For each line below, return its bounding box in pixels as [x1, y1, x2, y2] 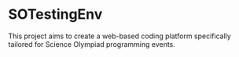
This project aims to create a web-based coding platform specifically [8, 31, 232, 41]
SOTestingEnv [8, 5, 103, 23]
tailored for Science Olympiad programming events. [8, 39, 175, 48]
